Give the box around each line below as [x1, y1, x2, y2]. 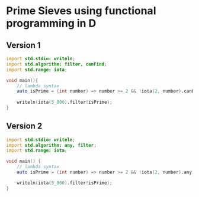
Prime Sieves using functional [6, 4, 156, 18]
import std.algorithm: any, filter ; [6, 142, 97, 148]
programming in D [6, 17, 97, 30]
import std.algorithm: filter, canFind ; [6, 61, 108, 67]
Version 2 [6, 121, 43, 131]
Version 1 [6, 40, 41, 50]
